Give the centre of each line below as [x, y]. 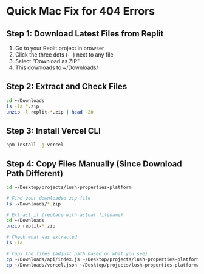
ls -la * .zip [23, 106]
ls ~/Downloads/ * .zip [34, 204]
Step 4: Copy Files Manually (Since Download [94, 164]
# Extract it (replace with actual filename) [65, 215]
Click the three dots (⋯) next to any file [64, 55]
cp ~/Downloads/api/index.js [43, 259]
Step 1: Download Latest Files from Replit [85, 34]
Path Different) [35, 173]
